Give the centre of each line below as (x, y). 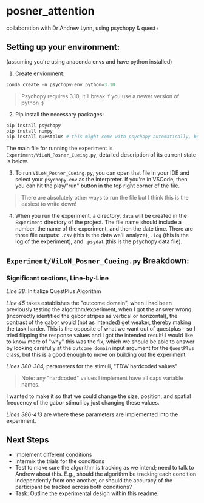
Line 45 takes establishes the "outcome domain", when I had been (89, 303)
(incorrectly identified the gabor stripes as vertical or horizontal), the (92, 316)
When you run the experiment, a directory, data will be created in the (101, 216)
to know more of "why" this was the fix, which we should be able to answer (100, 342)
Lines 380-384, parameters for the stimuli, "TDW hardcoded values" (92, 366)
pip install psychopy (34, 126)
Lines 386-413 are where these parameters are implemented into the (92, 414)
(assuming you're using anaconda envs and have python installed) (89, 61)
